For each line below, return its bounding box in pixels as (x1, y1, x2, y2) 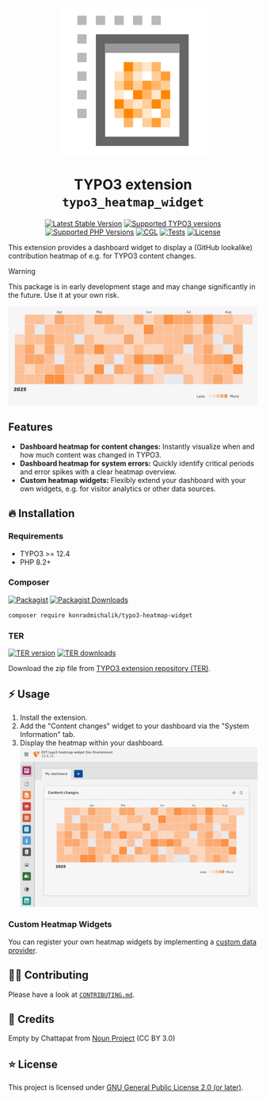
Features (8, 420, 53, 434)
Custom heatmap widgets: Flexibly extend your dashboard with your (19, 475, 246, 484)
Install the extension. (19, 712, 88, 722)
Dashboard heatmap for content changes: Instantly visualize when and (19, 442, 255, 451)
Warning (8, 266, 36, 276)
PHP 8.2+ (19, 557, 51, 566)
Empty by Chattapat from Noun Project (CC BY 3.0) (8, 1033, 176, 1043)
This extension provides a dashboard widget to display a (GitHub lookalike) (8, 242, 253, 252)
